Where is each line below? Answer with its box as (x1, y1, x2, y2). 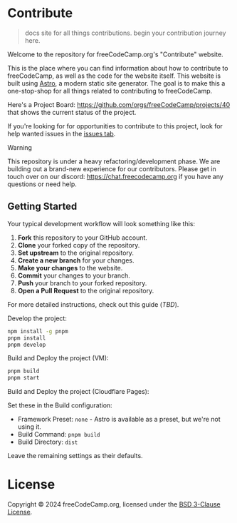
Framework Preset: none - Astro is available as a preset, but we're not (17, 415, 221, 424)
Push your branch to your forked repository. (17, 278, 147, 287)
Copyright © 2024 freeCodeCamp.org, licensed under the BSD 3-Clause (7, 500, 221, 509)
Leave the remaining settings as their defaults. (7, 452, 144, 460)
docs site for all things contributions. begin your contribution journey (24, 29, 226, 37)
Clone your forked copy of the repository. (17, 240, 140, 249)
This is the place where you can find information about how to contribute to (7, 64, 228, 72)
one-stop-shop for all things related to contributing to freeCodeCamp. (7, 86, 213, 95)
